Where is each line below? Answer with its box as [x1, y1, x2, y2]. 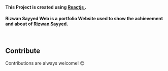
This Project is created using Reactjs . [5, 4, 87, 10]
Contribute [5, 47, 41, 55]
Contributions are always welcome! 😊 [5, 60, 85, 66]
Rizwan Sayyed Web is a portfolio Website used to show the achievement [5, 16, 163, 22]
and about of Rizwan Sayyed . [5, 21, 69, 27]
